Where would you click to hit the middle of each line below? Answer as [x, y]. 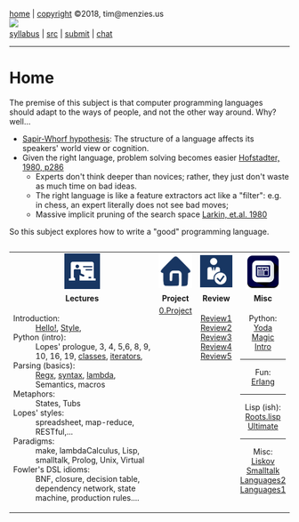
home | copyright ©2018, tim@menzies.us [87, 14]
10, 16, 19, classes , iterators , [89, 357]
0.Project [176, 310]
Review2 [216, 328]
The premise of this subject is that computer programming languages [136, 102]
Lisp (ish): [263, 407]
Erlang [263, 381]
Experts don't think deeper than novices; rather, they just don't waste [162, 176]
